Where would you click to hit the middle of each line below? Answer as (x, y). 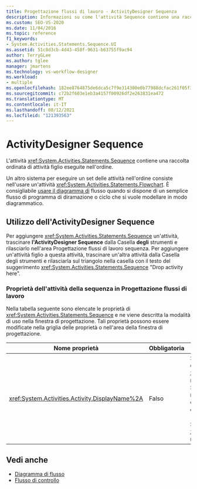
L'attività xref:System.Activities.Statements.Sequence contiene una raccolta (98, 161)
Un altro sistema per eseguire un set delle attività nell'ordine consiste (89, 178)
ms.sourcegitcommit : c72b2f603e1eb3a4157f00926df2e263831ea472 (85, 93)
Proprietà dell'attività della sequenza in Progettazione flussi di (96, 289)
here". (13, 273)
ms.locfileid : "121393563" (39, 115)
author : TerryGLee (28, 55)
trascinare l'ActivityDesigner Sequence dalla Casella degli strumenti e (92, 242)
